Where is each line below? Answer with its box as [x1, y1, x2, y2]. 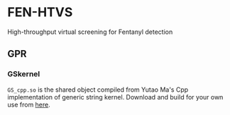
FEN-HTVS [7, 4, 73, 20]
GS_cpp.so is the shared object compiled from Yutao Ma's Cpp [7, 85, 189, 94]
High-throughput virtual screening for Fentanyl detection [7, 28, 173, 36]
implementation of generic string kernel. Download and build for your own [7, 92, 224, 101]
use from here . [7, 100, 51, 109]
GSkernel [7, 69, 40, 79]
